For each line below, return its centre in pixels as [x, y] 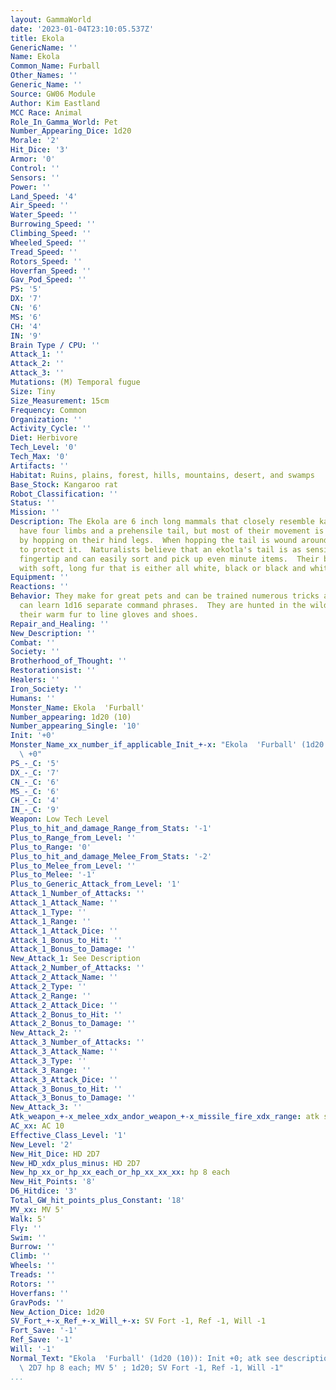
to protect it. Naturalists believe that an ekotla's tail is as [160, 549]
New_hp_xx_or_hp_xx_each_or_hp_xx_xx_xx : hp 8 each [120, 1172]
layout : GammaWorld [51, 19]
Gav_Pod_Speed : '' [48, 280]
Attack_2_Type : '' [48, 986]
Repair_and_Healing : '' [60, 624]
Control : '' [35, 168]
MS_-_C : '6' [35, 791]
